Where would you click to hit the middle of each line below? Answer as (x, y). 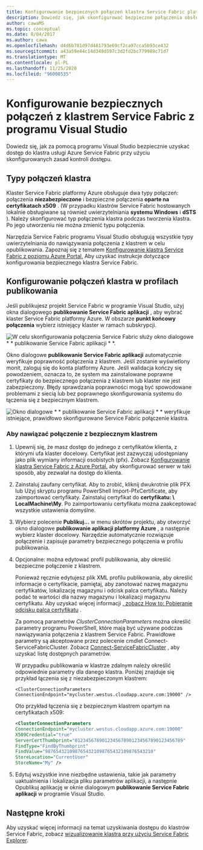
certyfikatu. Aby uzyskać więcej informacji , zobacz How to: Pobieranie (104, 603)
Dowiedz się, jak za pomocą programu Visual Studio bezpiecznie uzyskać (98, 147)
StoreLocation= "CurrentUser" (52, 757)
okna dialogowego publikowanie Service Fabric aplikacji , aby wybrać (95, 312)
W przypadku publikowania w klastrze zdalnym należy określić (93, 666)
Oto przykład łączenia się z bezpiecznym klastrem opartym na (92, 706)
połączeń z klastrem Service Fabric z (101, 117)
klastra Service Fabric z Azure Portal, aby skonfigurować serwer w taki (103, 467)
